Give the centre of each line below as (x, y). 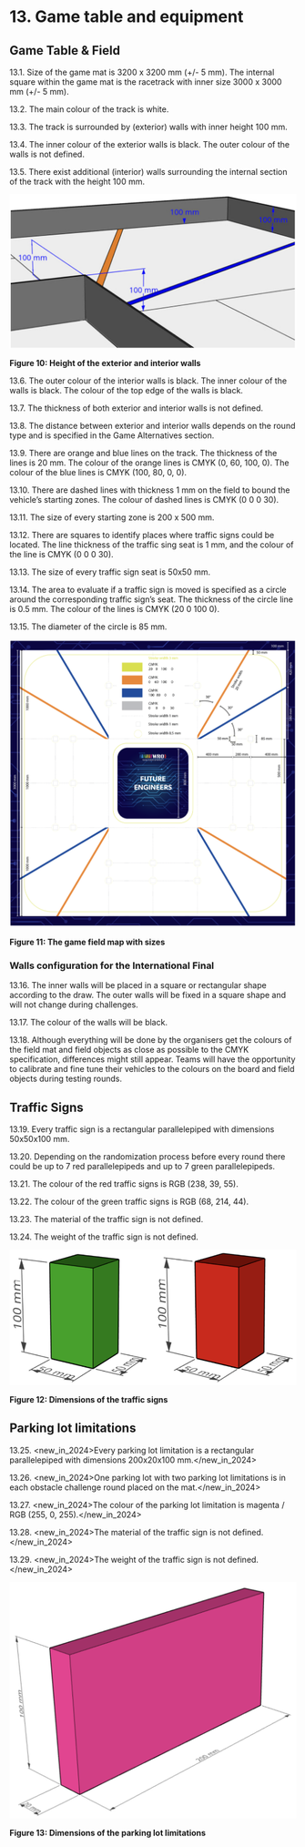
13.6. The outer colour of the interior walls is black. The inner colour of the (148, 381)
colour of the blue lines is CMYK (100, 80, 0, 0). (98, 472)
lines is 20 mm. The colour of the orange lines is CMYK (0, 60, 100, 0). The (149, 463)
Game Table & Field (65, 51)
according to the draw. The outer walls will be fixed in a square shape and (148, 995)
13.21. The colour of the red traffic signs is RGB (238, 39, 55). (124, 1184)
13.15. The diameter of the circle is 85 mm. (88, 627)
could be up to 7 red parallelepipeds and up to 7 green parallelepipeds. (142, 1167)
